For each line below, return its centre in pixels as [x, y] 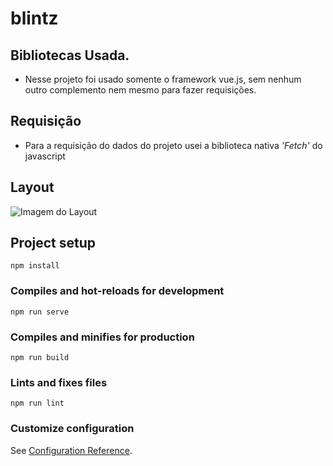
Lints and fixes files [59, 382]
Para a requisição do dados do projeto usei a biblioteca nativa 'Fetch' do [173, 145]
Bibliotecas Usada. [70, 55]
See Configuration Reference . [71, 450]
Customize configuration [72, 429]
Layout [32, 187]
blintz [34, 18]
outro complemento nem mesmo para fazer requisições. [140, 90]
